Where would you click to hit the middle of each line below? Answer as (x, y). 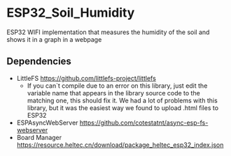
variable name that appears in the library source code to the (113, 93)
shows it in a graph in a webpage (54, 39)
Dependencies (39, 62)
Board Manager (39, 137)
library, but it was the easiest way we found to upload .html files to (122, 108)
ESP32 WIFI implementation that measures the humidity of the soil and (108, 32)
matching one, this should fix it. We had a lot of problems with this (122, 100)
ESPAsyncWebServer (47, 123)
